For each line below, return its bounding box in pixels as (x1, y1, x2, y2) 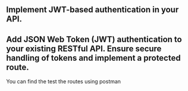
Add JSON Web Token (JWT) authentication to (6, 34, 183, 44)
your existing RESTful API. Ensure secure (6, 43, 162, 54)
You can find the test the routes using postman (6, 78, 121, 85)
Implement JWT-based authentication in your (6, 5, 179, 15)
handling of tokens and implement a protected (6, 53, 181, 63)
